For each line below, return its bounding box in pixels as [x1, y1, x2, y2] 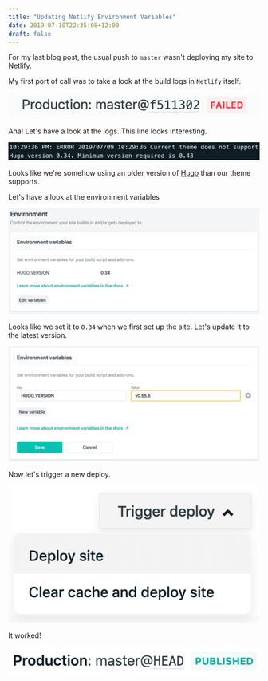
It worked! [8, 631, 41, 640]
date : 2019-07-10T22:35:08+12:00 [8, 21, 120, 30]
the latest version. [8, 330, 68, 339]
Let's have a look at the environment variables [8, 192, 160, 202]
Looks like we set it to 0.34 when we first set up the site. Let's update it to [8, 322, 250, 331]
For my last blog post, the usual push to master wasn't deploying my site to [8, 53, 254, 62]
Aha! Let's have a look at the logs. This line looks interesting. [8, 126, 207, 136]
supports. [8, 176, 40, 187]
